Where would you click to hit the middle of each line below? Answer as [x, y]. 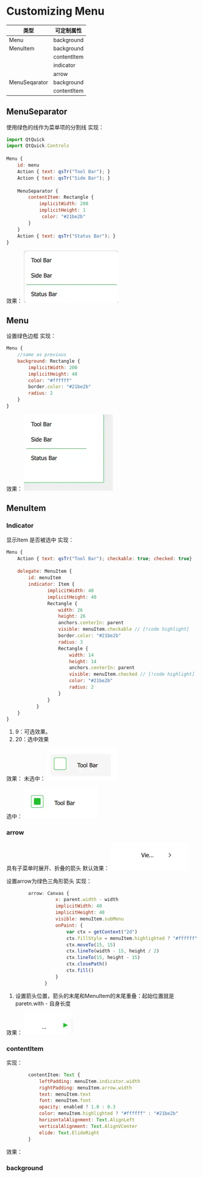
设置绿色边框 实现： [31, 336]
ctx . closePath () [87, 964]
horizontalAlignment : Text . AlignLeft [87, 1120]
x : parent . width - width [87, 900]
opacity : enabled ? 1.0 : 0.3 [77, 1107]
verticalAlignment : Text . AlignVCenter [88, 1126]
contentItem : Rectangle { [61, 197]
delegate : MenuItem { [45, 572]
